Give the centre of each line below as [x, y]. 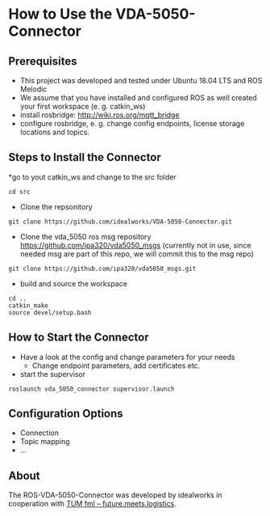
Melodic [33, 89]
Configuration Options [66, 414]
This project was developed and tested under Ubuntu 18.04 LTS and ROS [141, 80]
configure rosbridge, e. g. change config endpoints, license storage [132, 123]
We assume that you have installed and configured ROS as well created [139, 97]
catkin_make [28, 305]
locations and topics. [55, 132]
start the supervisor [53, 374]
